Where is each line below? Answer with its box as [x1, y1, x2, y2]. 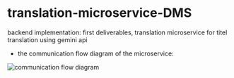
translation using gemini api [7, 35, 88, 44]
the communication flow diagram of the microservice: [17, 49, 175, 58]
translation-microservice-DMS [7, 5, 192, 21]
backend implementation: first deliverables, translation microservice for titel [7, 28, 228, 37]
